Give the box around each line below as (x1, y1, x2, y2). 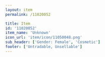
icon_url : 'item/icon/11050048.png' (5, 35, 82, 40)
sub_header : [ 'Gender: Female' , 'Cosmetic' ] (5, 39, 100, 45)
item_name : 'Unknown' (5, 30, 51, 35)
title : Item (5, 21, 30, 26)
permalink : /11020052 (5, 12, 51, 17)
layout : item (5, 7, 33, 12)
